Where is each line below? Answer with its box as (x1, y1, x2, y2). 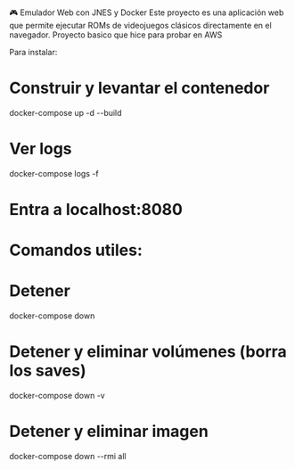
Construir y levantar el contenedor (9, 78, 270, 98)
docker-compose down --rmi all (9, 451, 127, 462)
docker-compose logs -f (9, 168, 100, 178)
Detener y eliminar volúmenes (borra (9, 342, 287, 362)
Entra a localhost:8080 (9, 200, 183, 220)
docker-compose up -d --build (9, 107, 122, 118)
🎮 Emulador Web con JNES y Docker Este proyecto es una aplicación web (9, 7, 284, 18)
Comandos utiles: (9, 240, 143, 260)
